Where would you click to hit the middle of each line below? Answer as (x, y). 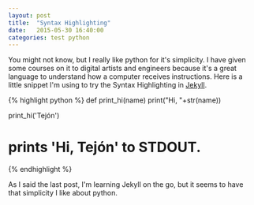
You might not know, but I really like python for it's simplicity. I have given (127, 60)
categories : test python (49, 37)
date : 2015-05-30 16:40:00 (56, 30)
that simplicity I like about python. (63, 193)
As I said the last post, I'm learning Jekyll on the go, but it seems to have (126, 184)
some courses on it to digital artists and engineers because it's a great (122, 69)
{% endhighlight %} (40, 170)
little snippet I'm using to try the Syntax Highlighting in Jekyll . (108, 85)
